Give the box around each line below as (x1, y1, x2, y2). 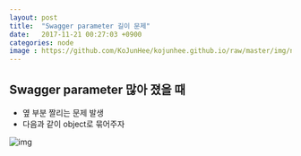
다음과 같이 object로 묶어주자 (21, 118, 125, 129)
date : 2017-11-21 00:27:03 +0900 (9, 30, 142, 39)
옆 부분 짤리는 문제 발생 (21, 107, 105, 117)
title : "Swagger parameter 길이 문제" (9, 22, 150, 30)
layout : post (9, 13, 58, 22)
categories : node (9, 38, 74, 48)
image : (9, 47, 39, 56)
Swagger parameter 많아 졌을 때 (9, 82, 186, 97)
